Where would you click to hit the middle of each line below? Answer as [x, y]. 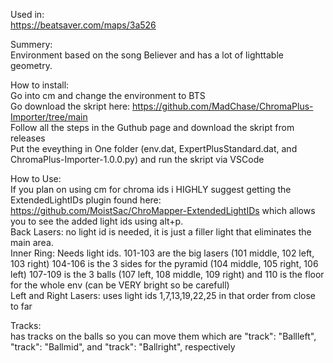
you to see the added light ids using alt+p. [97, 221]
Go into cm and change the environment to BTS [108, 95]
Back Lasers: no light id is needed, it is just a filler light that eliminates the [161, 232]
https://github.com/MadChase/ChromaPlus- [223, 106]
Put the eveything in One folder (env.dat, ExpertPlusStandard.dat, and [154, 148]
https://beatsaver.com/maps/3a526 [83, 25]
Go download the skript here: [70, 106]
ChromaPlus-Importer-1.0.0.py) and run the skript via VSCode [137, 159]
